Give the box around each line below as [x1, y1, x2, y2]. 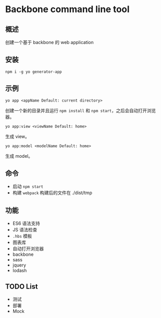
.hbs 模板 [12, 233, 32, 239]
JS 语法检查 [12, 226, 37, 233]
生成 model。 [5, 153, 33, 159]
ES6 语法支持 [12, 220, 40, 226]
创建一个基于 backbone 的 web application [5, 39, 94, 45]
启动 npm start [12, 184, 44, 190]
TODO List [5, 282, 38, 291]
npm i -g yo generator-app [5, 69, 62, 74]
